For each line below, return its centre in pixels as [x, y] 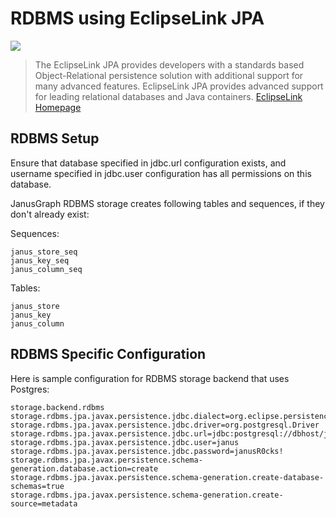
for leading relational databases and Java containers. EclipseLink [168, 96]
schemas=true [37, 486]
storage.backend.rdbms [57, 407]
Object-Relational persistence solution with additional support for [169, 75]
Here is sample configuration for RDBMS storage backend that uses [150, 378]
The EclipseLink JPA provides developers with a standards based [169, 64]
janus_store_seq [44, 252]
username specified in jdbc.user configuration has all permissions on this [161, 173]
